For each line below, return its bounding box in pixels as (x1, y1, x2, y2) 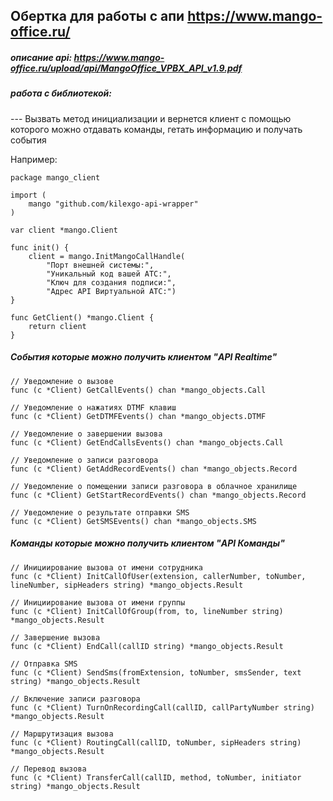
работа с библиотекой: (10, 87, 113, 99)
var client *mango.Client (10, 225, 118, 235)
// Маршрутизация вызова (10, 729, 114, 739)
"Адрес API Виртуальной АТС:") (46, 286, 177, 296)
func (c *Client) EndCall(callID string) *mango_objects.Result (10, 641, 284, 651)
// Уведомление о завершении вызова (10, 429, 163, 439)
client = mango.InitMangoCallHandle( (28, 251, 186, 261)
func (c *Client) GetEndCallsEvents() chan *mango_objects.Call (10, 437, 284, 448)
